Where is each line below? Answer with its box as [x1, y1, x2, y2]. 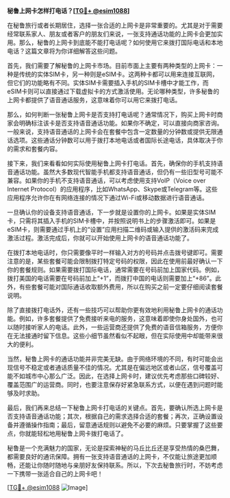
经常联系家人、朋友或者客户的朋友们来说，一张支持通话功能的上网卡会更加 [7, 30, 217, 38]
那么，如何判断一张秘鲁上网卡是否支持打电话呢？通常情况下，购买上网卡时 [7, 110, 217, 119]
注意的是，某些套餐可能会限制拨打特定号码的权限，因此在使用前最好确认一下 [7, 257, 223, 265]
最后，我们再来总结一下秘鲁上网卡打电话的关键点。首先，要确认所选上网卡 [7, 404, 217, 412]
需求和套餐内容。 [12, 145, 62, 153]
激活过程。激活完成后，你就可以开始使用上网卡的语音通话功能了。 [7, 234, 193, 242]
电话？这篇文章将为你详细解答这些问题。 [7, 47, 121, 55]
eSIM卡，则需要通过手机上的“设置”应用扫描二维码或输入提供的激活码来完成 [7, 226, 219, 233]
